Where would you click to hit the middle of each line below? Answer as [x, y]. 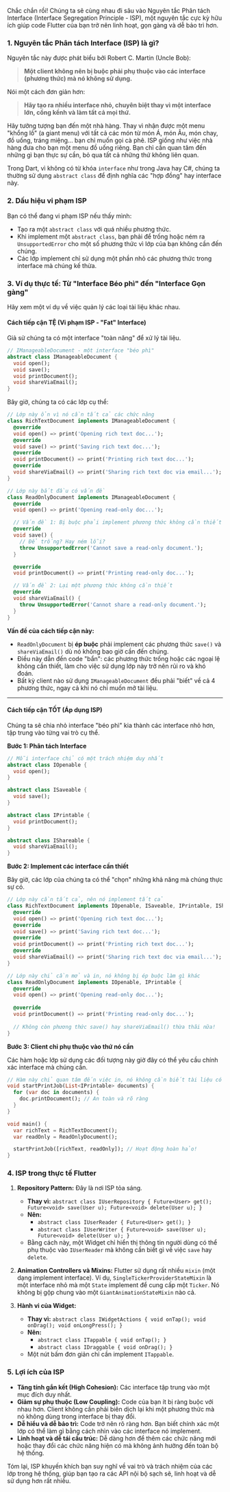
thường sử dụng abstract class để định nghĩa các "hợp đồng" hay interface [114, 176]
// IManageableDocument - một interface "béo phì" [81, 350]
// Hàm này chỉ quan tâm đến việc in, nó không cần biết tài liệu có [115, 1080]
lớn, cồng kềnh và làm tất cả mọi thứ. [77, 113]
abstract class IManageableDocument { [62, 357]
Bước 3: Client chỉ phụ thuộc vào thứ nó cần [71, 1046]
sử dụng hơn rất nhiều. [39, 1480]
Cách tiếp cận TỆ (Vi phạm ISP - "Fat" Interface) [77, 322]
